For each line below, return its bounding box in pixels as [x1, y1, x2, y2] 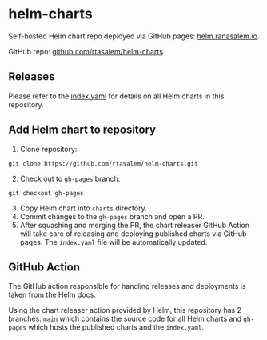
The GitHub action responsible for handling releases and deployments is [8, 282, 246, 291]
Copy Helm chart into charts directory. [19, 203, 147, 213]
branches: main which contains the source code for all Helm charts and [8, 314, 242, 324]
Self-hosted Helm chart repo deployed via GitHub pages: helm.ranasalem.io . [8, 31, 260, 41]
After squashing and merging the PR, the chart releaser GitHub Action [19, 220, 250, 230]
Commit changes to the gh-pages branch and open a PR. [19, 211, 205, 221]
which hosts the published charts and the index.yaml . [27, 322, 205, 332]
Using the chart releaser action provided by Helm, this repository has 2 [8, 306, 242, 315]
